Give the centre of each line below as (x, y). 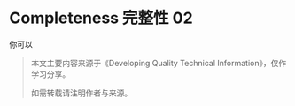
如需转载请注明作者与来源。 (82, 93)
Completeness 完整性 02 (101, 18)
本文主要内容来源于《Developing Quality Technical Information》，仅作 (159, 63)
